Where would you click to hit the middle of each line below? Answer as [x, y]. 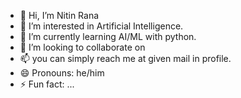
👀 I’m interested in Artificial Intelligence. [101, 26]
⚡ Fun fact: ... [47, 84]
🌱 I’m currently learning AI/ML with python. [108, 36]
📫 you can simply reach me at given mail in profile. [125, 58]
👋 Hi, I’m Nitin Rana [59, 15]
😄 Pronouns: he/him [62, 73]
